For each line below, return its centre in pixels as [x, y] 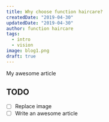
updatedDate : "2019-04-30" [40, 23]
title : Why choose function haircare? [54, 12]
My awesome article [31, 73]
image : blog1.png [28, 51]
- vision [22, 45]
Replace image [33, 106]
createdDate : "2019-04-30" [40, 17]
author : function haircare [40, 28]
